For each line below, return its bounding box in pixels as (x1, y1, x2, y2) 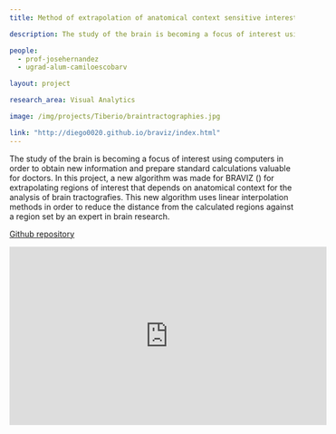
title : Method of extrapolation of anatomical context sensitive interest (9, 13, 298, 23)
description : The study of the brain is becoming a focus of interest (9, 29, 282, 39)
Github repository (9, 228, 75, 239)
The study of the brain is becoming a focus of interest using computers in (9, 153, 283, 164)
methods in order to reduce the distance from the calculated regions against (9, 201, 294, 212)
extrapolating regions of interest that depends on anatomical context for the (9, 182, 293, 193)
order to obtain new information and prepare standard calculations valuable (9, 162, 292, 173)
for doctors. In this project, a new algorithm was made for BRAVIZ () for (9, 172, 274, 183)
